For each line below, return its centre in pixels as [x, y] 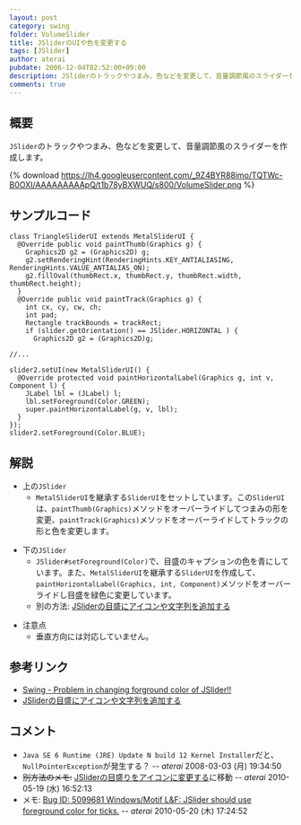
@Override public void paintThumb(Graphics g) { [110, 245]
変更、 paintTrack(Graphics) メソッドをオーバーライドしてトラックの [162, 520]
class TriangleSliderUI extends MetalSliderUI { [102, 237]
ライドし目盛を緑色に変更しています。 [106, 595]
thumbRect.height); [46, 284]
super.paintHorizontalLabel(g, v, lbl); [102, 409]
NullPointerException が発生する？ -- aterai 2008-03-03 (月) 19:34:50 [152, 766]
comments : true [38, 84]
